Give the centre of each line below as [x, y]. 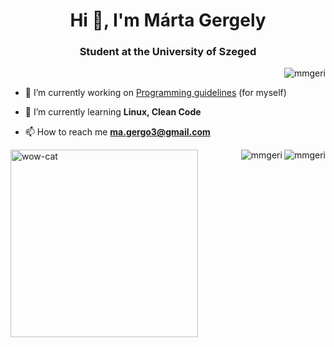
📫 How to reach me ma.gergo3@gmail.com [117, 132]
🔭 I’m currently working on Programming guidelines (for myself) [155, 93]
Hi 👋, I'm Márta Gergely [168, 20]
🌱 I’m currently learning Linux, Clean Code [113, 112]
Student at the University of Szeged [168, 52]
